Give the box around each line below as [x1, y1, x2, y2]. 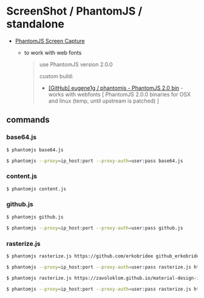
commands [6, 115, 50, 125]
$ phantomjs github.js [6, 214, 64, 220]
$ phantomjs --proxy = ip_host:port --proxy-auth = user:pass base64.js [6, 158, 183, 164]
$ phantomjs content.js [6, 186, 67, 192]
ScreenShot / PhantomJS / [6, 4, 143, 18]
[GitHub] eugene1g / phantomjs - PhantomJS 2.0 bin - [48, 84, 183, 92]
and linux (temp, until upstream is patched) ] [48, 97, 160, 104]
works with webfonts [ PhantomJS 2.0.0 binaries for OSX [48, 90, 191, 98]
